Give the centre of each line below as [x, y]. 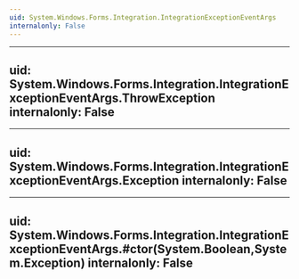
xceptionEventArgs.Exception [94, 181]
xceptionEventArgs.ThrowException [113, 98]
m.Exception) [48, 263]
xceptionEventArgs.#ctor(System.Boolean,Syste [148, 249]
